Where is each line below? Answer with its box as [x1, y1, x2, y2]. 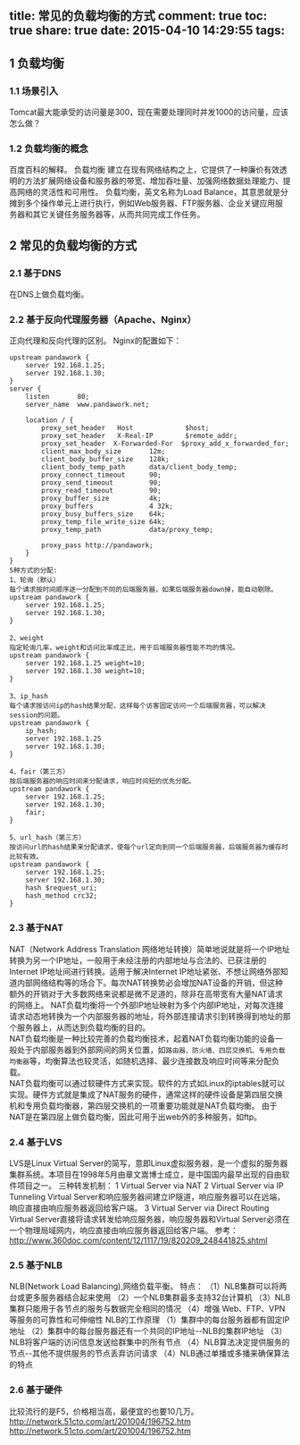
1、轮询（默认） [9, 576, 61, 585]
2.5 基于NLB [9, 1259, 62, 1272]
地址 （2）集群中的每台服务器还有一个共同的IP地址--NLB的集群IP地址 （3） [9, 1326, 287, 1337]
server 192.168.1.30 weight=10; [25, 667, 146, 676]
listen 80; [25, 393, 90, 401]
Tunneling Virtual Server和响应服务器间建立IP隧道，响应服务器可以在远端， [9, 1191, 286, 1202]
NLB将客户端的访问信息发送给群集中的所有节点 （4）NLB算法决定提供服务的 [9, 1337, 290, 1348]
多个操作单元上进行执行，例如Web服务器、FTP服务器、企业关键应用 [24, 198, 276, 208]
